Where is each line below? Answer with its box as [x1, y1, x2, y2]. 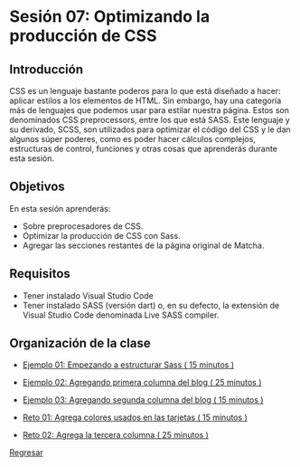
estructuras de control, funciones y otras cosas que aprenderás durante [9, 143, 278, 154]
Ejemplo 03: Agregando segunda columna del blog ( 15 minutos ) [22, 395, 264, 405]
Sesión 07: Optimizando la [9, 6, 211, 27]
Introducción [9, 62, 84, 77]
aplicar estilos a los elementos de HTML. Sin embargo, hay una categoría [9, 95, 282, 106]
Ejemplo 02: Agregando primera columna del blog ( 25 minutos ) [22, 377, 262, 388]
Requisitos [9, 266, 70, 281]
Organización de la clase [9, 336, 151, 351]
